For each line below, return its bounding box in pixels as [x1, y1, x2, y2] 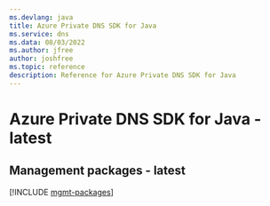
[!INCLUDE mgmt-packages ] [9, 186, 114, 197]
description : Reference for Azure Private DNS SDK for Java [9, 71, 237, 80]
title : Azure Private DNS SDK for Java [9, 21, 157, 30]
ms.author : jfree [9, 46, 74, 55]
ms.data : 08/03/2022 [9, 37, 86, 47]
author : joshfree [9, 54, 74, 63]
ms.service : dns [9, 29, 69, 38]
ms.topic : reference [9, 63, 86, 72]
